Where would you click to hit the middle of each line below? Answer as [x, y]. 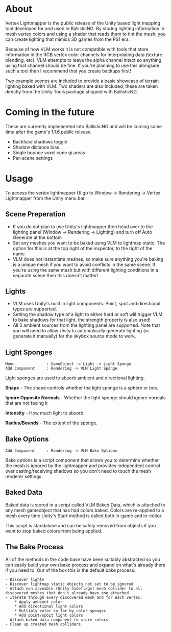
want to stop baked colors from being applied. [54, 531]
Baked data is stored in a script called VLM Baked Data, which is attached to [86, 505]
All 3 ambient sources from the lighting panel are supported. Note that [86, 325]
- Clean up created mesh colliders [43, 624]
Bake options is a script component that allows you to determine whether [82, 460]
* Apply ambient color [39, 602]
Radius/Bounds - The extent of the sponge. [52, 423]
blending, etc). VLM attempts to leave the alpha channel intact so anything [83, 60]
